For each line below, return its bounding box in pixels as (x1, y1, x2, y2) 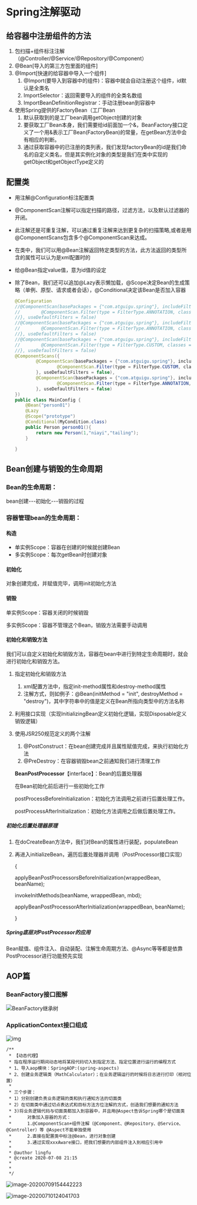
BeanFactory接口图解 (6, 991, 68, 999)
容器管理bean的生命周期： (6, 514, 81, 522)
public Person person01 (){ (25, 424, 92, 430)
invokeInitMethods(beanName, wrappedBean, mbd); (14, 891, 142, 898)
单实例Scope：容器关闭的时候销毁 (6, 609, 89, 616)
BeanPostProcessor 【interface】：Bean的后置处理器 (14, 770, 142, 777)
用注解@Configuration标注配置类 (14, 194, 95, 201)
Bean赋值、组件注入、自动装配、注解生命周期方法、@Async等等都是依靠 (6, 945, 183, 952)
